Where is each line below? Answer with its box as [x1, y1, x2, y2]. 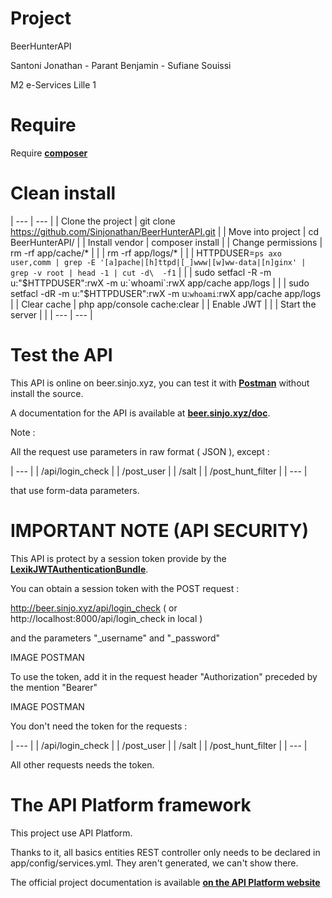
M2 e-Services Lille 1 [10, 78, 97, 91]
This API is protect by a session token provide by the [10, 552, 227, 564]
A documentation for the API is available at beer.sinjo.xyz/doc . [10, 407, 271, 419]
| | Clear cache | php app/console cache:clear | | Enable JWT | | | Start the [10, 298, 317, 310]
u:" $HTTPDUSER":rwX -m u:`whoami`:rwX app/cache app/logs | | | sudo [10, 277, 310, 289]
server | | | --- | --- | [10, 308, 93, 321]
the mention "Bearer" [10, 681, 98, 693]
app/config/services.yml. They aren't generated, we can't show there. [10, 857, 299, 869]
